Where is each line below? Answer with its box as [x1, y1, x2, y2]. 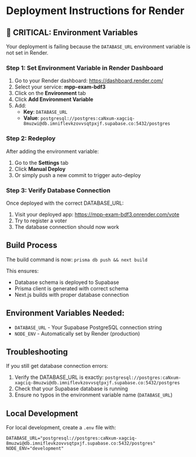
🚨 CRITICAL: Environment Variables [6, 28, 138, 38]
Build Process [6, 241, 57, 250]
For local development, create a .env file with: [6, 424, 116, 431]
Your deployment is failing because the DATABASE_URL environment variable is [6, 43, 191, 50]
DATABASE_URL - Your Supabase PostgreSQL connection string [14, 324, 162, 331]
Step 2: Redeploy [6, 134, 56, 143]
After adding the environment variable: [6, 148, 99, 155]
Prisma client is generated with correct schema [14, 285, 129, 292]
